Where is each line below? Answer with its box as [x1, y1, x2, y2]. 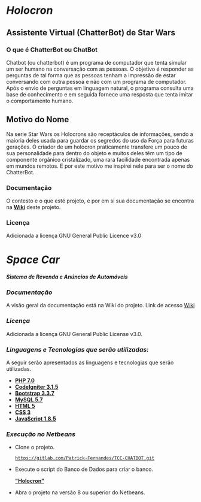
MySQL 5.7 [14, 396, 43, 403]
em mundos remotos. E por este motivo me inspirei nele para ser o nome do [6, 162, 193, 170]
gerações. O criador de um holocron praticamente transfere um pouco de [6, 143, 187, 150]
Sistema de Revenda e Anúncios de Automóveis [6, 273, 128, 280]
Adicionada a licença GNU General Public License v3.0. [6, 330, 142, 337]
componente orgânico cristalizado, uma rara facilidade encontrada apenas [6, 156, 190, 163]
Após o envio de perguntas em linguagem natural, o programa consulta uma [6, 84, 194, 92]
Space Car [6, 253, 60, 267]
